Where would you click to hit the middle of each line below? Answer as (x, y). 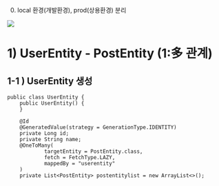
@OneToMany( (36, 145)
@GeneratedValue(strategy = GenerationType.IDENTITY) (98, 127)
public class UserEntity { (46, 97)
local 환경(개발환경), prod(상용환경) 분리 (72, 10)
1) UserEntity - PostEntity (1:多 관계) (110, 53)
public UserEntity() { (52, 103)
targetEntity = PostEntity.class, (93, 152)
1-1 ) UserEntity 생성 (50, 81)
